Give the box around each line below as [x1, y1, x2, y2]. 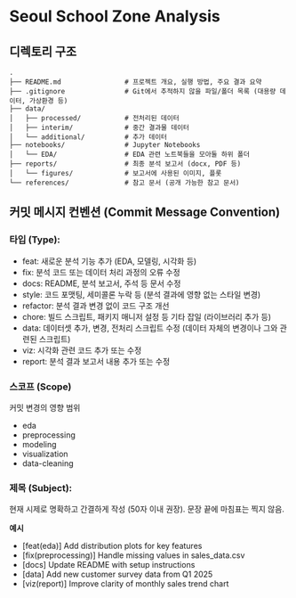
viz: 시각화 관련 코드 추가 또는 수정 [21, 345, 142, 356]
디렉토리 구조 [9, 44, 77, 59]
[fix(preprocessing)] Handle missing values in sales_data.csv [21, 550, 245, 561]
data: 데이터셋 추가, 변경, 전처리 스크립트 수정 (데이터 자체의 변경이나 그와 [21, 323, 278, 333]
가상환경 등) [29, 96, 68, 105]
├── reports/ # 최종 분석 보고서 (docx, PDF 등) [9, 160, 242, 168]
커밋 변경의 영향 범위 [9, 402, 81, 413]
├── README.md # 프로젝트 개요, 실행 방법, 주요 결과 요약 [9, 78, 262, 86]
